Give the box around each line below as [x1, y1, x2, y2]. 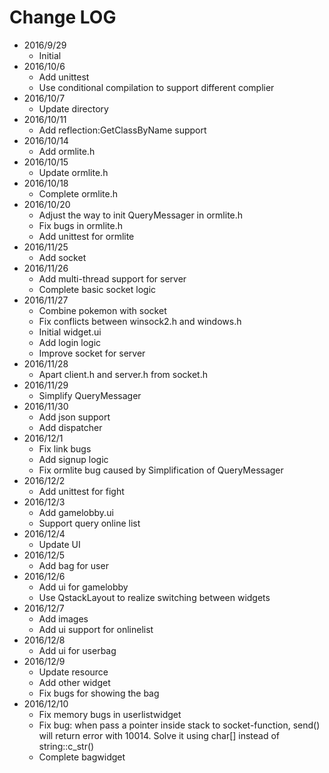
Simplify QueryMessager [38, 389, 142, 401]
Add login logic [38, 336, 102, 348]
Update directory [38, 102, 109, 115]
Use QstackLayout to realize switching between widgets [38, 591, 271, 603]
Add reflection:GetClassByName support [38, 124, 207, 136]
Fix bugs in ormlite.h [38, 219, 124, 231]
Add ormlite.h [38, 145, 96, 157]
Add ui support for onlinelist [38, 623, 154, 635]
